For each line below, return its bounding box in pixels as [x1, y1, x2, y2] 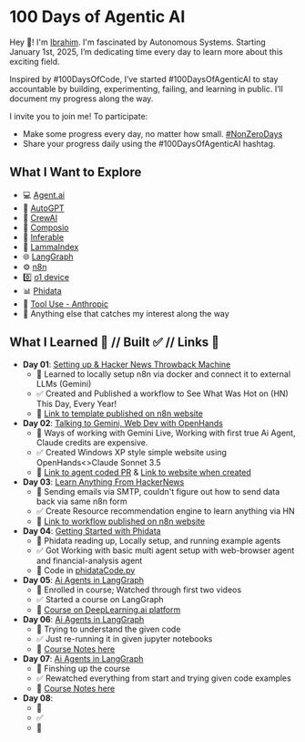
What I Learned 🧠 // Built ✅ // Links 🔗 [9, 335, 220, 350]
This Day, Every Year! [36, 398, 117, 409]
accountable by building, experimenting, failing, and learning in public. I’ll [9, 83, 284, 94]
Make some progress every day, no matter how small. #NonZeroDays [22, 128, 283, 139]
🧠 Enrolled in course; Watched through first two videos [36, 584, 242, 595]
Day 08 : [22, 692, 54, 704]
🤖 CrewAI [22, 212, 58, 223]
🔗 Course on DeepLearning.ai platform [36, 604, 181, 615]
